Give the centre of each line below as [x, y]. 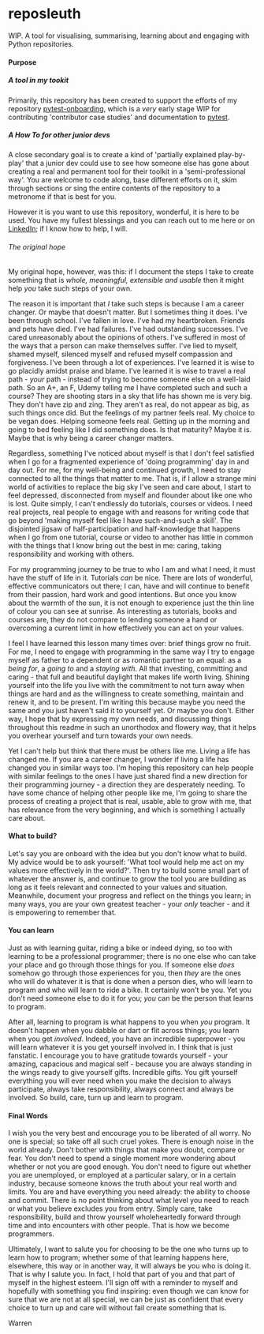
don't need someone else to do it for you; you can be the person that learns [131, 998]
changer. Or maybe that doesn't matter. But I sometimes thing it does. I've [128, 312]
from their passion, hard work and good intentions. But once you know [123, 594]
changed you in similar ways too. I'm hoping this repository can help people [131, 768]
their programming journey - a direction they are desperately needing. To [127, 784]
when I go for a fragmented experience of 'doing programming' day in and [129, 461]
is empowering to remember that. [62, 912]
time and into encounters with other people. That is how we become [119, 1226]
